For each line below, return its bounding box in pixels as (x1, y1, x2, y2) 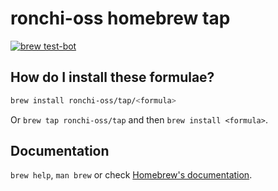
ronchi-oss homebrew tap (10, 7, 231, 30)
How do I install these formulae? (10, 69, 215, 86)
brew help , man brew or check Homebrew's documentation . (10, 169, 253, 181)
